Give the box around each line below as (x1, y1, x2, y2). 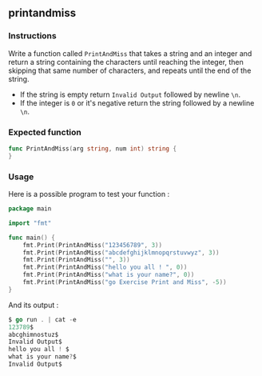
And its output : (8, 300, 59, 310)
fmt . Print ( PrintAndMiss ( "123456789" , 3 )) (22, 241, 162, 249)
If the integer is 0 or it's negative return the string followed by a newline (19, 98, 255, 107)
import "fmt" (8, 219, 52, 227)
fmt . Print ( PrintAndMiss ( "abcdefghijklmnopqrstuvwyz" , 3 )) (22, 248, 220, 257)
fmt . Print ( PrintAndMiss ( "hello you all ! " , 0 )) (22, 263, 188, 271)
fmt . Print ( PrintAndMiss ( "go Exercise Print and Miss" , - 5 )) (22, 278, 227, 286)
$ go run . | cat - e (8, 315, 77, 323)
